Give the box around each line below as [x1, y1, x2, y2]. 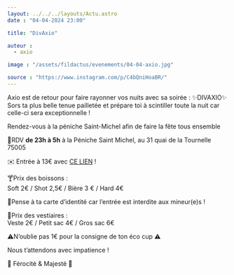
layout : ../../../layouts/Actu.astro [7, 10, 118, 18]
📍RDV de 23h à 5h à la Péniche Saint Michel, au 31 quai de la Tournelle [7, 135, 212, 144]
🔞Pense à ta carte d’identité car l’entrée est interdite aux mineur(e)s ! [7, 197, 205, 206]
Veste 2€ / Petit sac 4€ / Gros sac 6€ [7, 218, 115, 227]
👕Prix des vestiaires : [7, 211, 68, 220]
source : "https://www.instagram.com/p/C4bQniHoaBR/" [7, 74, 168, 81]
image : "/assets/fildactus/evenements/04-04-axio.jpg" [7, 61, 174, 69]
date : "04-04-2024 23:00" [7, 17, 86, 24]
